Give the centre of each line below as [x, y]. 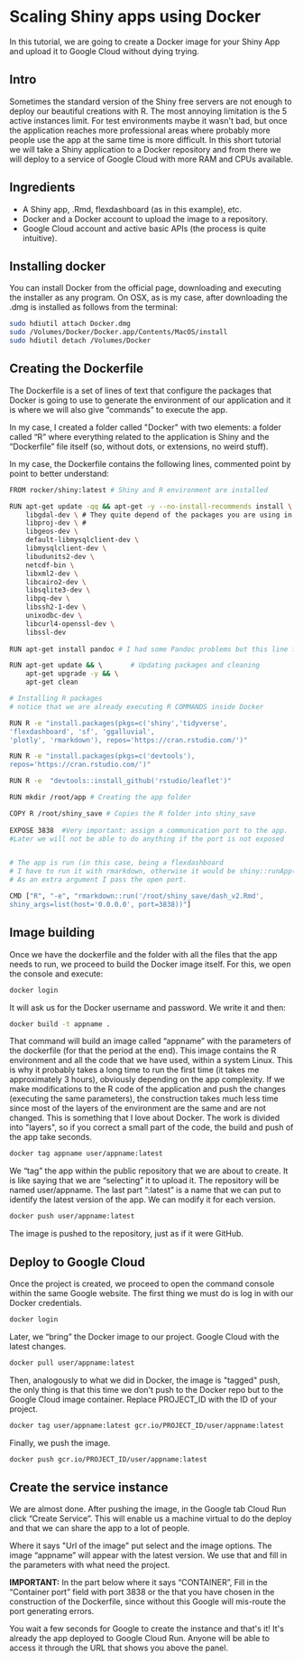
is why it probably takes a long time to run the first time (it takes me [134, 1070]
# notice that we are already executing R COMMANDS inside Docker [137, 706]
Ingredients [42, 187]
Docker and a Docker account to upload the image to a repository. [145, 219]
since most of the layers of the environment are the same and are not [138, 1108]
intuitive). [40, 238]
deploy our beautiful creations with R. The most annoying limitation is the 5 [148, 111]
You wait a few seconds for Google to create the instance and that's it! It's [147, 1629]
